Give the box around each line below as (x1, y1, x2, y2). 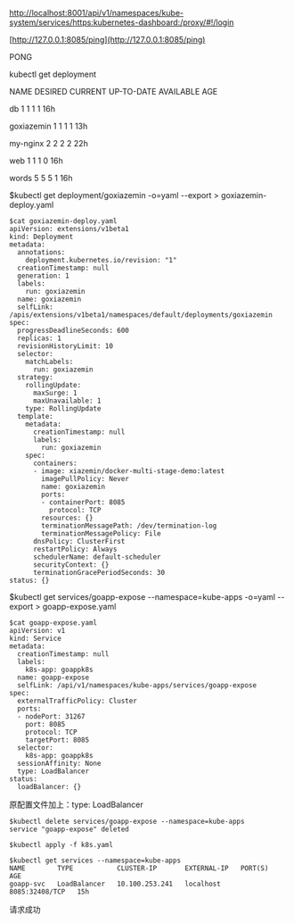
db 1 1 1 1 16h (9, 104, 56, 114)
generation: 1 (17, 271, 69, 280)
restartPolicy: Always (32, 545, 118, 553)
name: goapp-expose (17, 673, 90, 682)
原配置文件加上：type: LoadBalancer (9, 799, 144, 810)
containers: (32, 459, 78, 468)
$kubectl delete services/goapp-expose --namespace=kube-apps (9, 817, 245, 826)
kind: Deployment (9, 232, 74, 241)
